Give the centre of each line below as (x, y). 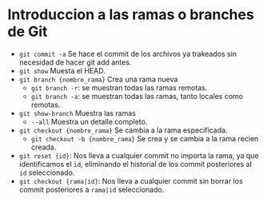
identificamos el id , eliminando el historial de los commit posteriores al (135, 164)
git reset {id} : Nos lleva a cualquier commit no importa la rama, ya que (139, 155)
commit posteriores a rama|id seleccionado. (92, 189)
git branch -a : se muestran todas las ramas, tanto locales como (137, 96)
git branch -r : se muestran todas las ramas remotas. (119, 87)
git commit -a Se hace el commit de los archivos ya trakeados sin (128, 53)
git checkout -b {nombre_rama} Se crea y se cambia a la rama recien (145, 138)
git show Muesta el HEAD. (62, 70)
